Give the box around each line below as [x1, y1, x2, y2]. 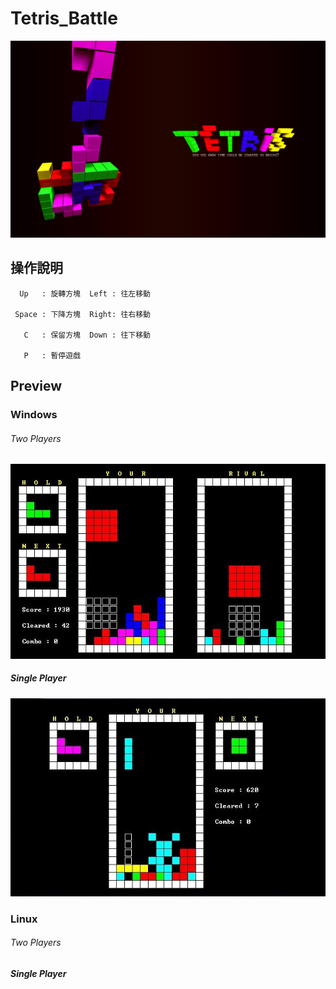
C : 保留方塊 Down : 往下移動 [23, 330, 151, 340]
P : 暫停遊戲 [23, 350, 81, 361]
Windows [10, 408, 58, 422]
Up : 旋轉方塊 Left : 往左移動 [19, 288, 151, 299]
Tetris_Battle [10, 7, 118, 30]
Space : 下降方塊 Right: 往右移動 [14, 309, 151, 319]
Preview [10, 378, 63, 395]
